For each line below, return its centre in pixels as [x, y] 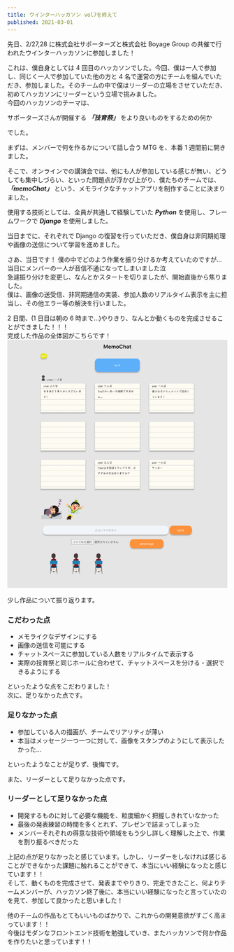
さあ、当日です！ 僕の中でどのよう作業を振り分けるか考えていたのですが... [115, 259]
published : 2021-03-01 [40, 22]
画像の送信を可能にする [51, 645]
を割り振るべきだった [48, 841]
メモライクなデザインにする [57, 637]
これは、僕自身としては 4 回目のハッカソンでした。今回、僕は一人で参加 [112, 67]
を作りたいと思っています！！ [50, 941]
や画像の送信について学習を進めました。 [65, 244]
